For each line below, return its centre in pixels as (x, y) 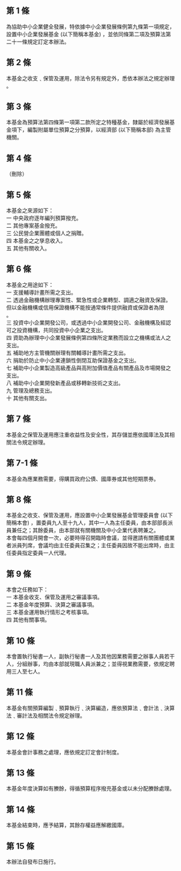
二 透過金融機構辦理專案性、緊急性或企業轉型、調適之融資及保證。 (89, 300)
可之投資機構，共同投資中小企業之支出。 (56, 330)
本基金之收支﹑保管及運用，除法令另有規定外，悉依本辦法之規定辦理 (91, 78)
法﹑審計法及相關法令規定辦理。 (46, 715)
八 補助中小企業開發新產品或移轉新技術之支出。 (65, 383)
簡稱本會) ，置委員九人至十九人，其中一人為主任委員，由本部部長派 (90, 523)
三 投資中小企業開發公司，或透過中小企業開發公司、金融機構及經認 (89, 323)
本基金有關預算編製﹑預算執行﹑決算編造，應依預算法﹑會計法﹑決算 (91, 708)
